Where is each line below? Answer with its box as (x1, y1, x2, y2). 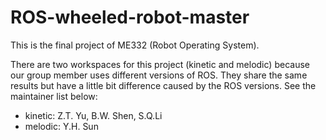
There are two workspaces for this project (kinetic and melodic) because (10, 58, 310, 70)
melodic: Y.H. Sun (24, 120, 99, 132)
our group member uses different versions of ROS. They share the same (10, 69, 308, 81)
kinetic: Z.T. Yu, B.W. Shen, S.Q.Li (24, 109, 163, 121)
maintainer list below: (10, 90, 98, 102)
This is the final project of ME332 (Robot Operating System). (10, 39, 260, 51)
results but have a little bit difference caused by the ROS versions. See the (10, 79, 317, 91)
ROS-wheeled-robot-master (10, 6, 250, 29)
